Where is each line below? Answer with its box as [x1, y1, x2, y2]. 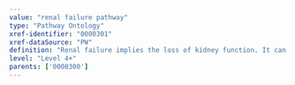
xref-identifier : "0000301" [9, 29, 113, 38]
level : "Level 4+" [9, 54, 77, 63]
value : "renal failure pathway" [9, 12, 128, 22]
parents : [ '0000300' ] [9, 63, 89, 72]
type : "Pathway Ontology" [9, 21, 104, 30]
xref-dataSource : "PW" [9, 37, 93, 47]
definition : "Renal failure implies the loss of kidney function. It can [9, 46, 287, 55]
